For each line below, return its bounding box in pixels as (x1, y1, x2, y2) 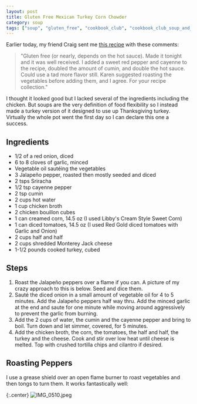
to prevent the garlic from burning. (14, 309, 98, 317)
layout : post (6, 8, 38, 15)
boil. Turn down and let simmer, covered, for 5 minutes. (14, 322, 148, 329)
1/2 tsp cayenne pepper (14, 184, 72, 191)
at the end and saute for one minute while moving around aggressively (14, 304, 185, 311)
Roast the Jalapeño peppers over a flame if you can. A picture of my (14, 278, 180, 285)
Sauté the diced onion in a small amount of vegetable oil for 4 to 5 (14, 291, 174, 298)
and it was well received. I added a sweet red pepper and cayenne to (20, 59, 188, 66)
